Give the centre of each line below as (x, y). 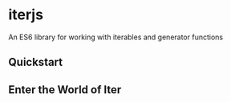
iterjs (26, 15)
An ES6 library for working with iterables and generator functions (115, 37)
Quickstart (36, 62)
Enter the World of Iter (65, 90)
